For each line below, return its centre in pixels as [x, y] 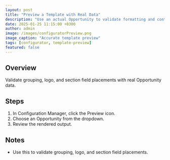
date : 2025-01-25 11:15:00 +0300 [40, 24]
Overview [21, 68]
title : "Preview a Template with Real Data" [53, 15]
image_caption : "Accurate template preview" [53, 38]
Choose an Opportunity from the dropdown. [58, 119]
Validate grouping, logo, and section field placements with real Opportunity [83, 80]
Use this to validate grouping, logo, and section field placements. [80, 152]
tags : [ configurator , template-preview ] [49, 43]
